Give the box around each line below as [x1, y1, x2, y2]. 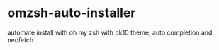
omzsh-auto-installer [7, 5, 136, 21]
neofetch [7, 35, 34, 44]
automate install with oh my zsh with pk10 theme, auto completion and [7, 28, 213, 37]
